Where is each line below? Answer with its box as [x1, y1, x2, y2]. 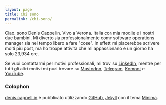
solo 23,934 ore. [5, 51, 39, 57]
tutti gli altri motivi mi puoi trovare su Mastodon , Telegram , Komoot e [5, 66, 145, 71]
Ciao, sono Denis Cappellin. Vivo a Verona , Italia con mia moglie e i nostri [5, 30, 155, 36]
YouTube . [5, 71, 25, 77]
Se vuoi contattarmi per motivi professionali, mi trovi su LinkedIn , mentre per [5, 60, 161, 67]
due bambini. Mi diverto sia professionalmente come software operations [5, 35, 155, 41]
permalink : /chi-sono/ [5, 16, 52, 21]
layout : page [5, 7, 32, 12]
